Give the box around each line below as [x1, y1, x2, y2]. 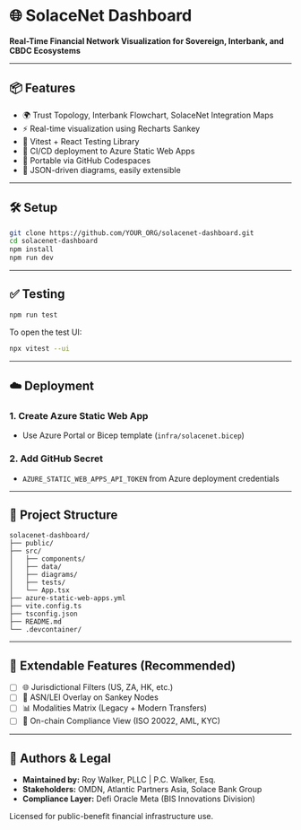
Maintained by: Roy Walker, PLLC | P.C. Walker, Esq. [21, 774, 217, 785]
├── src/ [9, 546, 42, 556]
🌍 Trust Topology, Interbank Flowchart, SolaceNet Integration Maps [21, 109, 274, 120]
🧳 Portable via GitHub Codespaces [21, 154, 150, 166]
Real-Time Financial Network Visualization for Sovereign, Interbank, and [9, 35, 285, 46]
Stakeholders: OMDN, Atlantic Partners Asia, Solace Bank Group [21, 784, 262, 795]
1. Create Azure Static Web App [9, 409, 149, 422]
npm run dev [9, 253, 54, 263]
